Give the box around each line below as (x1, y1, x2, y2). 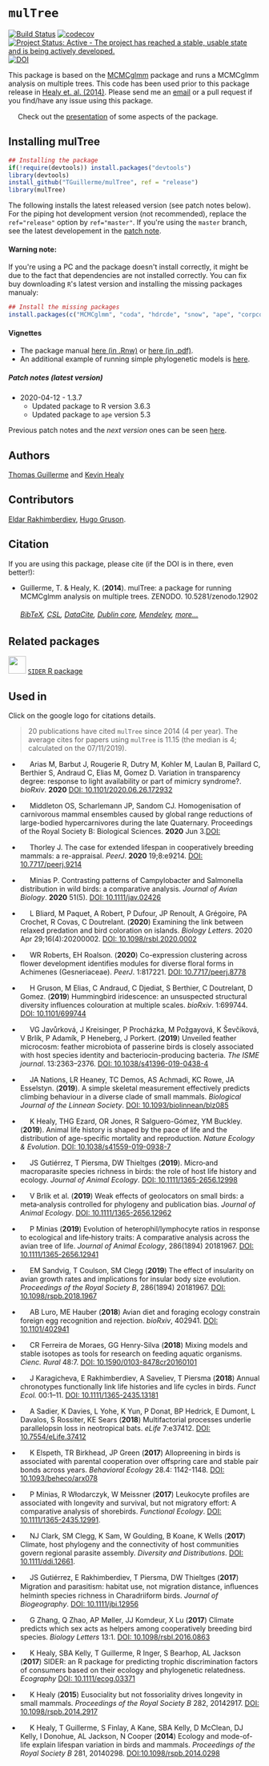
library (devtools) (8, 171, 70, 179)
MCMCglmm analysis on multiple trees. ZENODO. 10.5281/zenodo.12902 (19, 591, 259, 601)
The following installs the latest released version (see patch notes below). (8, 200, 251, 210)
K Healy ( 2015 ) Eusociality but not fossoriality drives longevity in (29, 1690, 243, 1699)
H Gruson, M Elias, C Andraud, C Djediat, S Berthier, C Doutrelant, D (29, 983, 254, 993)
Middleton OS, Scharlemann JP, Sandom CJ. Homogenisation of (29, 801, 242, 811)
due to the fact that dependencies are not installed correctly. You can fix (8, 271, 247, 280)
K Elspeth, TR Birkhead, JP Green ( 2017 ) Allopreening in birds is (29, 1448, 241, 1458)
